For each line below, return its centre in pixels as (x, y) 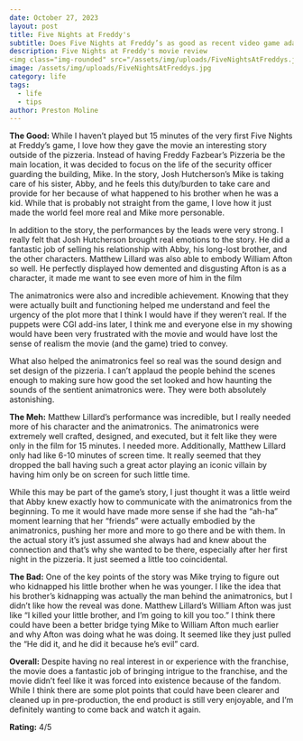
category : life (38, 77)
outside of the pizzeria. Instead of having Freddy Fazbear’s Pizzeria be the (147, 155)
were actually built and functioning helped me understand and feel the (140, 305)
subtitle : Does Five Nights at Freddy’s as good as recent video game (145, 43)
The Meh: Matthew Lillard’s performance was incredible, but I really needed (150, 417)
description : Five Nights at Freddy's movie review (108, 52)
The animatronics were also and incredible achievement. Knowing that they (149, 295)
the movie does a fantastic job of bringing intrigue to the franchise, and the (149, 671)
